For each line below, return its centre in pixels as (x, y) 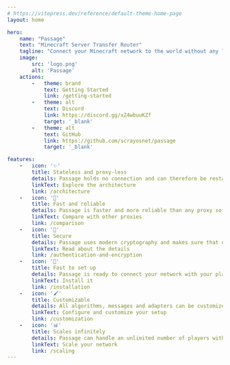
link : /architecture (61, 191)
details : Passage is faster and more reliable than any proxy (122, 211)
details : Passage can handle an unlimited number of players (121, 338)
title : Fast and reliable (69, 204)
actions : (32, 77)
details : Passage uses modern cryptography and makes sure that (125, 242)
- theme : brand (56, 83)
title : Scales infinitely (69, 331)
